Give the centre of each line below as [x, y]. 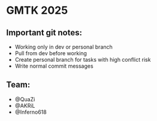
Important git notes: [44, 33]
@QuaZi [25, 99]
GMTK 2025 [37, 10]
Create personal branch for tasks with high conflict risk [83, 60]
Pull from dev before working [51, 53]
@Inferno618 [31, 112]
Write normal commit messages [54, 66]
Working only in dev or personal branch [64, 47]
